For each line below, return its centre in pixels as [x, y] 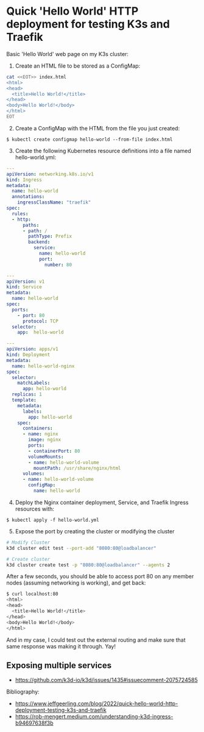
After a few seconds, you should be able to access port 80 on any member [100, 577]
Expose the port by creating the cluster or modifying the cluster [95, 531]
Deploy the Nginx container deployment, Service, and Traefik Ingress [102, 502]
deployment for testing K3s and [88, 24]
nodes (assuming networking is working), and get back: [76, 583]
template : [24, 400]
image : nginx [45, 440]
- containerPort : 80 [54, 451]
